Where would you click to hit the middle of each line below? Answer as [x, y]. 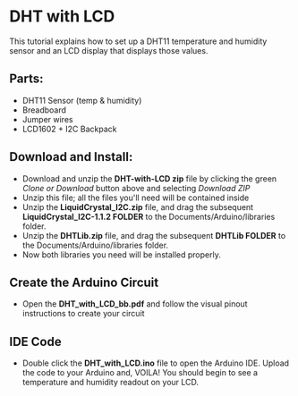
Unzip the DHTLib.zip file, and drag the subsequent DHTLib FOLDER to [154, 235]
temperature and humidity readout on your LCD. [111, 383]
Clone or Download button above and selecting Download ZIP [136, 188]
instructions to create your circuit [83, 314]
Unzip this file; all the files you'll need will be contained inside [136, 198]
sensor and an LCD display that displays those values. [109, 50]
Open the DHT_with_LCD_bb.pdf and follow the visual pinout [135, 304]
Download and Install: [71, 157]
